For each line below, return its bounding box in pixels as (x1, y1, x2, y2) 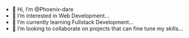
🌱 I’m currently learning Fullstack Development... (12, 19, 134, 25)
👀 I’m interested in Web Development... (12, 12, 110, 19)
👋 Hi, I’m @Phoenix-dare (12, 6, 74, 13)
